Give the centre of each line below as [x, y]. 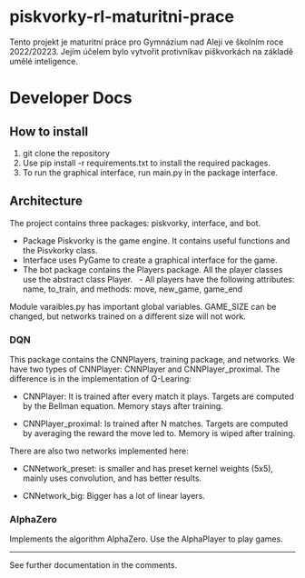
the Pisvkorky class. [60, 250]
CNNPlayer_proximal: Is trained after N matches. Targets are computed [155, 424]
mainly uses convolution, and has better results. [112, 478]
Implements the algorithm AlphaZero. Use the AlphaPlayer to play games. [146, 539]
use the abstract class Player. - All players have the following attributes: [158, 279]
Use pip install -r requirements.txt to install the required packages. [146, 163]
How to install [49, 131]
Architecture [46, 201]
